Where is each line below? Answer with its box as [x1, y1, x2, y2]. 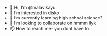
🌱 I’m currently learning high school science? [9, 15, 103, 20]
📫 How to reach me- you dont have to [9, 26, 89, 31]
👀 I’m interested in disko [9, 10, 59, 16]
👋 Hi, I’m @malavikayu [9, 5, 56, 10]
